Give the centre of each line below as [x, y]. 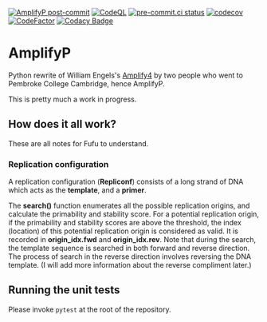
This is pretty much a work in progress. [73, 99]
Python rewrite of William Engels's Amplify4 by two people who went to [126, 75]
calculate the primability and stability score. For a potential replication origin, [133, 214]
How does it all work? [63, 124]
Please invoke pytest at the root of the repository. [90, 309]
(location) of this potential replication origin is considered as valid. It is [124, 231]
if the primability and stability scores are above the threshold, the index [125, 223]
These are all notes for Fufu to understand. [79, 143]
